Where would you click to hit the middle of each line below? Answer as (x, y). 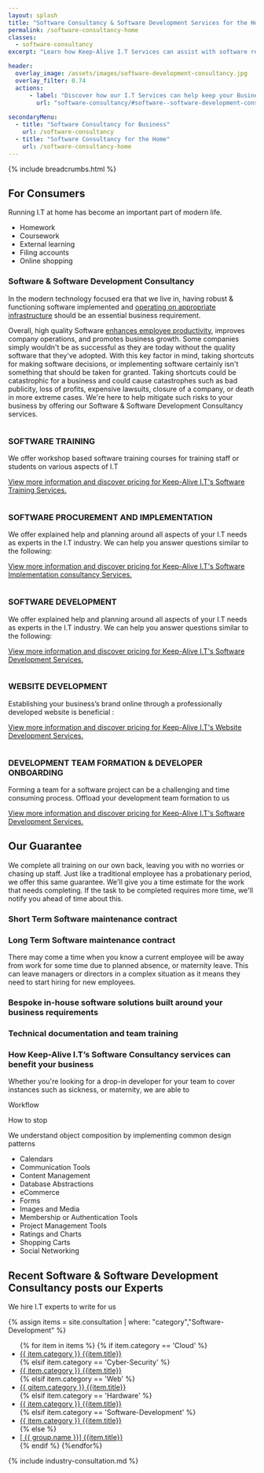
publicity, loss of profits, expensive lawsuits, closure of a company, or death (131, 389)
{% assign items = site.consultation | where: (79, 1322)
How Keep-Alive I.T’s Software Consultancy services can (119, 1054)
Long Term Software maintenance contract (92, 940)
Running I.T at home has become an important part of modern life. (115, 212)
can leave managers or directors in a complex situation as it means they (125, 974)
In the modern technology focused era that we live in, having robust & (121, 299)
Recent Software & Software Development (113, 1275)
